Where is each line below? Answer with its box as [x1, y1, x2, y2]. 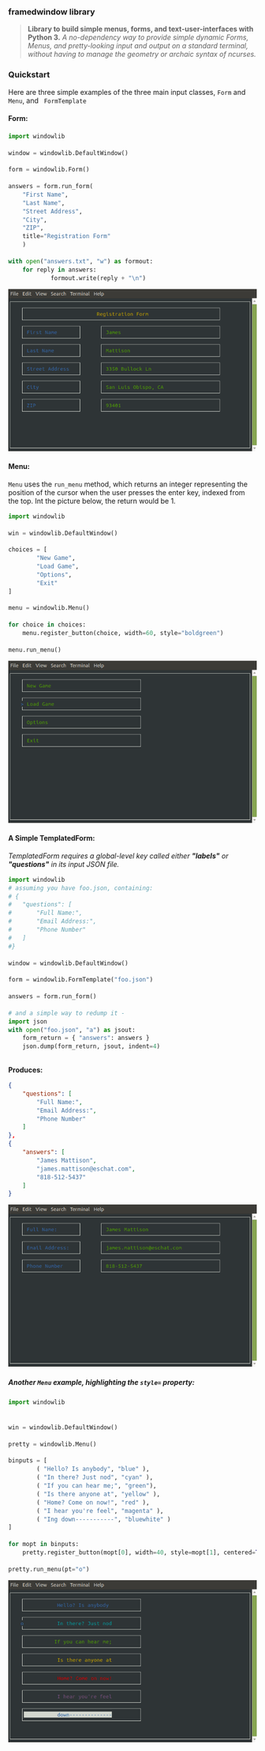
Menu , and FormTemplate [8, 96, 87, 105]
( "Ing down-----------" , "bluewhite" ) [36, 1515, 171, 1523]
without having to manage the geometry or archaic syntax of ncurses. [27, 50, 256, 59]
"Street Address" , [22, 207, 83, 215]
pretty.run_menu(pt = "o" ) [8, 1565, 90, 1573]
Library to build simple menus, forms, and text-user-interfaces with [27, 25, 254, 34]
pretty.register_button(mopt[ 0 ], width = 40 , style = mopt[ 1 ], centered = [22, 1549, 256, 1556]
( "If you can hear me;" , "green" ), [36, 1482, 157, 1490]
